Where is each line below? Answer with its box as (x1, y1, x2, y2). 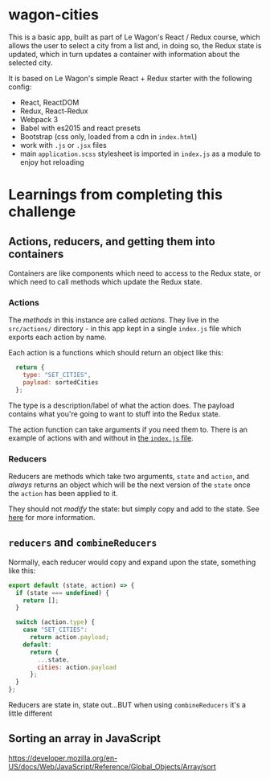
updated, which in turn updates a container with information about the (8, 49, 240, 59)
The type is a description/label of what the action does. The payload (8, 400, 235, 410)
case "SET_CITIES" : (22, 625, 88, 634)
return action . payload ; (29, 633, 110, 642)
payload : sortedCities (22, 378, 99, 387)
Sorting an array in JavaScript (8, 732, 161, 745)
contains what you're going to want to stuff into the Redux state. (8, 408, 221, 419)
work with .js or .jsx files (19, 140, 107, 150)
